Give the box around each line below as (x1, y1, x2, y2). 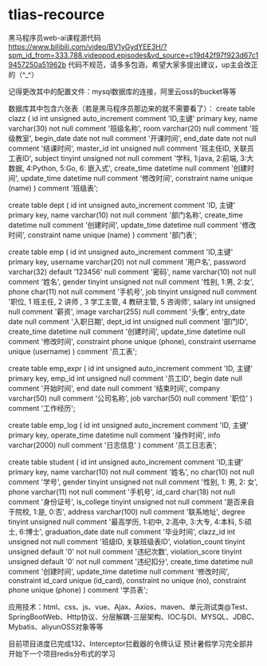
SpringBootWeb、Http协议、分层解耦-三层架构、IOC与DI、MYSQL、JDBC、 (8, 612, 259, 621)
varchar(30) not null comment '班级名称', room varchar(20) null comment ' (8, 123, 253, 133)
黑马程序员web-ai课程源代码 (8, 33, 101, 42)
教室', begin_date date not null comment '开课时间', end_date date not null (14, 133, 257, 143)
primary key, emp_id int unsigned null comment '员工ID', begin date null (8, 373, 243, 383)
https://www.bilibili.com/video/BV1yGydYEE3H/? (8, 41, 167, 51)
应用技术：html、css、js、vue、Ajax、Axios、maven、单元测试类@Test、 (8, 601, 253, 611)
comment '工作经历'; (8, 403, 76, 413)
